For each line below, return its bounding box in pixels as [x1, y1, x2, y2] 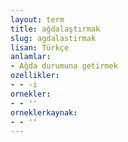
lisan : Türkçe [10, 42, 70, 53]
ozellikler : [10, 71, 60, 81]
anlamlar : [10, 52, 52, 62]
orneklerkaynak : [10, 107, 78, 118]
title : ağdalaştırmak [10, 24, 101, 34]
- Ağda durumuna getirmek [10, 61, 118, 71]
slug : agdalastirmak [10, 33, 97, 43]
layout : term [10, 14, 65, 25]
